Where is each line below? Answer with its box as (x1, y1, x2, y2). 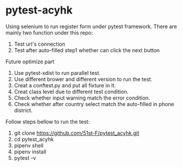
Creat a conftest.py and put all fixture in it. (13, 81, 116, 88)
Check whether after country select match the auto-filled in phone (13, 100, 174, 107)
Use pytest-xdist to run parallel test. (13, 69, 101, 76)
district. (13, 107, 33, 114)
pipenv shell (13, 142, 43, 149)
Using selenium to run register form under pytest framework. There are (5, 23, 177, 30)
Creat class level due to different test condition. (13, 88, 129, 95)
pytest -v (13, 154, 36, 161)
